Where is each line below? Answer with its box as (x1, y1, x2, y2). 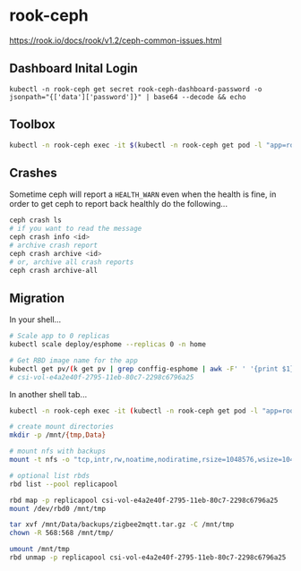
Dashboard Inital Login (9, 61, 139, 76)
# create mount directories (9, 422, 115, 431)
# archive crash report (9, 241, 99, 250)
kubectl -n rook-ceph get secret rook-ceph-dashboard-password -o (9, 84, 262, 94)
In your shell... (9, 314, 62, 325)
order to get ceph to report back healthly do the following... (9, 199, 228, 209)
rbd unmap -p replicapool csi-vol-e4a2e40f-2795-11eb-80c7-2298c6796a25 (9, 553, 287, 562)
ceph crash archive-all (9, 266, 99, 275)
